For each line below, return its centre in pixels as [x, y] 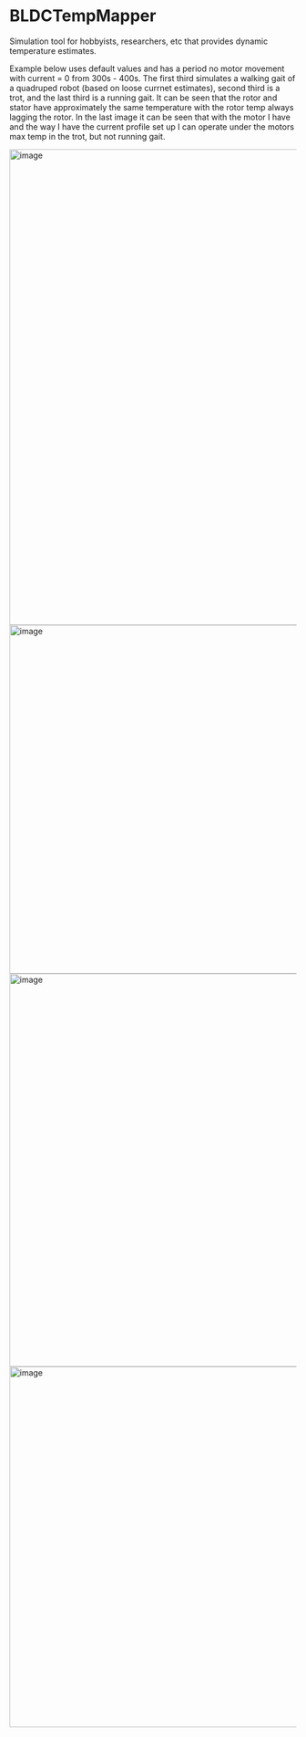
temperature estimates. [53, 50]
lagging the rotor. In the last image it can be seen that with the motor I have [150, 117]
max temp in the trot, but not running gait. [87, 136]
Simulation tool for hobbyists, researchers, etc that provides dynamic [139, 41]
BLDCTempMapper [83, 16]
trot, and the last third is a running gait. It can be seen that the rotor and [143, 98]
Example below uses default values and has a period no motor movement [147, 68]
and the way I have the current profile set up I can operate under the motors [152, 126]
